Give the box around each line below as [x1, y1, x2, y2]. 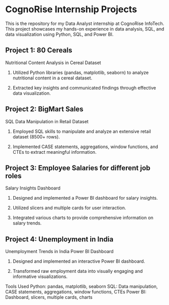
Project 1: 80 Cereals [5, 46, 73, 54]
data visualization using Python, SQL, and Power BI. [5, 31, 114, 37]
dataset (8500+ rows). [12, 133, 60, 140]
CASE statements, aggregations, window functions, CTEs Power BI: [5, 289, 147, 295]
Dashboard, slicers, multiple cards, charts [5, 294, 93, 300]
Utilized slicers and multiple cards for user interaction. [12, 205, 126, 211]
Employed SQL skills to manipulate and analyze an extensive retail [12, 128, 151, 134]
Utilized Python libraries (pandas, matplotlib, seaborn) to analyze [12, 69, 149, 75]
